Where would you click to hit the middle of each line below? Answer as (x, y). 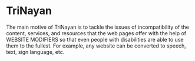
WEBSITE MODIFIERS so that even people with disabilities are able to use (95, 39)
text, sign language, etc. (35, 52)
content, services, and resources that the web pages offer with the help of (96, 33)
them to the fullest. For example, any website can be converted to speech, (96, 46)
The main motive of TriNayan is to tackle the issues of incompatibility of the (98, 27)
